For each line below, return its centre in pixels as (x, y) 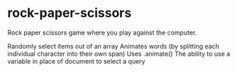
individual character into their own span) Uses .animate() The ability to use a (119, 54)
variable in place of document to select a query (76, 61)
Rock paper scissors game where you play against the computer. (102, 32)
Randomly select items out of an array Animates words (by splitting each (114, 46)
